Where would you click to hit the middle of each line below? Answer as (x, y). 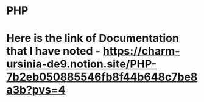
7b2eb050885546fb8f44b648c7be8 (102, 77)
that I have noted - (53, 51)
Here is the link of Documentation (93, 39)
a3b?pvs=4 (36, 90)
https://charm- (141, 51)
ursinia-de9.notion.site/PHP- (82, 64)
